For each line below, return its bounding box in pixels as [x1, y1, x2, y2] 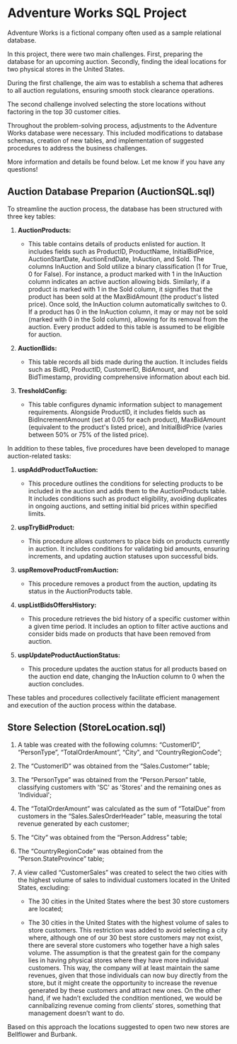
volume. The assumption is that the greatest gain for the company [28, 948, 221, 957]
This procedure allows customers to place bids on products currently [28, 537, 230, 545]
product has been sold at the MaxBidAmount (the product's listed [28, 292, 219, 301]
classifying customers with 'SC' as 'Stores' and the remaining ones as [17, 783, 221, 791]
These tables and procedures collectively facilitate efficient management [7, 693, 220, 702]
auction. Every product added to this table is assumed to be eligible [28, 322, 225, 331]
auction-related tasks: [7, 451, 71, 460]
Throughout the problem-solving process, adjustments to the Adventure [7, 121, 217, 129]
